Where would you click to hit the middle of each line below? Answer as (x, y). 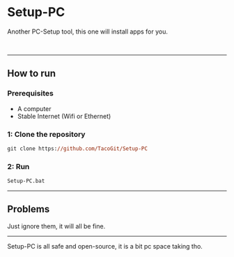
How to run (32, 74)
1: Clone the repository (46, 134)
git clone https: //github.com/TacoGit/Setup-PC (78, 148)
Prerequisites (30, 94)
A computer (34, 108)
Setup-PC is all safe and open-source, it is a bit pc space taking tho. (105, 246)
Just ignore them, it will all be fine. (56, 226)
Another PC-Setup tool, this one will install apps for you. (88, 31)
